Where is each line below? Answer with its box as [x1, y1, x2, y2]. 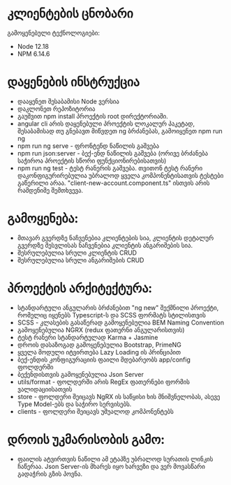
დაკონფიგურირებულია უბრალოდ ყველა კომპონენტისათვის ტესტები [17, 171, 224, 179]
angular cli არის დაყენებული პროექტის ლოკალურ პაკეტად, [17, 119, 195, 128]
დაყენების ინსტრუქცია [7, 74, 140, 90]
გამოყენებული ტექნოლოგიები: [7, 29, 100, 37]
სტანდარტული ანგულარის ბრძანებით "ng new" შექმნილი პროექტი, [17, 303, 219, 312]
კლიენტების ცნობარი [7, 6, 134, 22]
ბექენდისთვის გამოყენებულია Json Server [17, 370, 144, 378]
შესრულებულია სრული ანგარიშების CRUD [17, 255, 144, 264]
